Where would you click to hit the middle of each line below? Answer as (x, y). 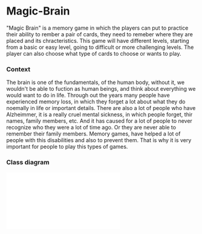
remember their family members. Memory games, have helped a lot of (93, 134)
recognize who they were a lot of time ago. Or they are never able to (91, 128)
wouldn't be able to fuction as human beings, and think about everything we (101, 89)
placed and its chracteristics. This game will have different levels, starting (98, 41)
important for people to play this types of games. (67, 147)
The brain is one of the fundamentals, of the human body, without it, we (96, 82)
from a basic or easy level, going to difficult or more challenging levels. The (100, 47)
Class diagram (28, 163)
